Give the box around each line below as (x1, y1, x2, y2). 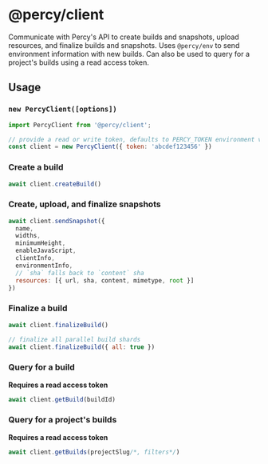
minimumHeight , (15, 239, 66, 247)
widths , (15, 232, 41, 240)
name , (15, 224, 34, 233)
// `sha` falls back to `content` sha (15, 269, 145, 277)
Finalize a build (8, 302, 68, 314)
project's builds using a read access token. (8, 58, 149, 67)
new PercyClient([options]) (8, 105, 117, 114)
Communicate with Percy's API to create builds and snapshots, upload (8, 32, 239, 42)
